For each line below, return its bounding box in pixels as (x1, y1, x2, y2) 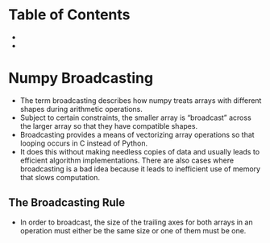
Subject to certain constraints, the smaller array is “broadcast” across (19, 113, 251, 122)
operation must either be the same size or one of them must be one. (19, 225, 247, 235)
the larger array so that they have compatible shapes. (19, 121, 198, 130)
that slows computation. (19, 172, 101, 182)
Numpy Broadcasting (8, 69, 154, 88)
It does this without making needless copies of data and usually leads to (19, 146, 260, 156)
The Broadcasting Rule (8, 196, 126, 210)
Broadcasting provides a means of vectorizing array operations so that (19, 130, 255, 139)
